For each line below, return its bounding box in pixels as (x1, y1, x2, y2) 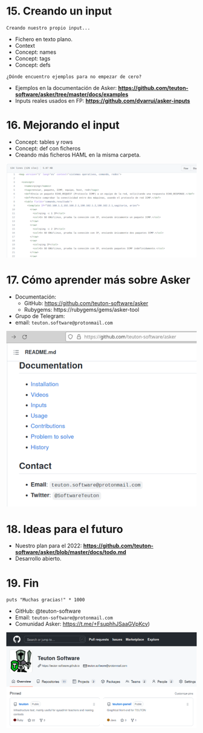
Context (14, 42, 35, 49)
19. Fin (6, 576, 39, 590)
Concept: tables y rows (14, 138, 73, 146)
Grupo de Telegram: (14, 312, 65, 320)
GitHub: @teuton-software (14, 607, 82, 615)
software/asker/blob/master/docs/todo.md (14, 549, 127, 556)
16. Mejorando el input (6, 118, 120, 132)
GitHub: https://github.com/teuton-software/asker (24, 299, 149, 306)
